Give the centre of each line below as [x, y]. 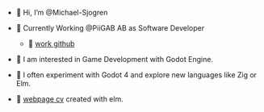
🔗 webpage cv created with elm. [69, 99]
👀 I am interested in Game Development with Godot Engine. [115, 59]
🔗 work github [51, 44]
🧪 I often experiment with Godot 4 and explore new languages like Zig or [136, 75]
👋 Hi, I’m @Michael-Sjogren [62, 12]
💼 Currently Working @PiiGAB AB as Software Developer [110, 28]
